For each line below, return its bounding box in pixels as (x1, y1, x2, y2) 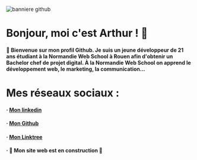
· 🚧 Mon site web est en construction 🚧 (6, 147, 103, 154)
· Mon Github (6, 120, 39, 127)
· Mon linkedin (6, 106, 42, 113)
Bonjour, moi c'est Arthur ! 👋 (6, 27, 148, 40)
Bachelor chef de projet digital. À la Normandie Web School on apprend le (6, 59, 191, 66)
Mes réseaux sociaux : (6, 86, 120, 99)
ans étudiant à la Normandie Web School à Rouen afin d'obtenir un (6, 52, 173, 59)
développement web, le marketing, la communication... (6, 65, 145, 73)
